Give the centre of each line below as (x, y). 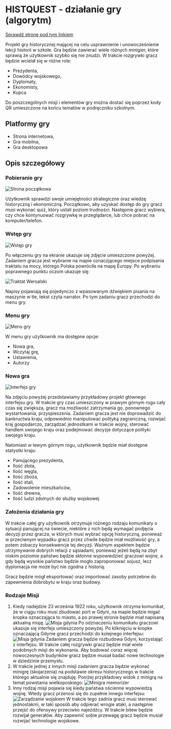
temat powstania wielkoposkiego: (48, 682)
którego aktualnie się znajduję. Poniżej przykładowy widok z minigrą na (88, 677)
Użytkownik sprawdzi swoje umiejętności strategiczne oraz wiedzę (76, 199)
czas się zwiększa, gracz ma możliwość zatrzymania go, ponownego (78, 408)
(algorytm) (29, 20)
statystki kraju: (21, 451)
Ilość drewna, (27, 493)
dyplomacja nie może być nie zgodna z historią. (55, 567)
